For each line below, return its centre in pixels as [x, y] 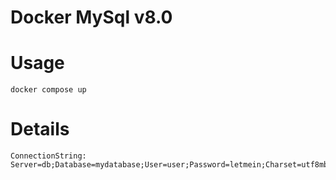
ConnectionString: [48, 156]
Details [40, 129]
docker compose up [48, 90]
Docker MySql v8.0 [91, 17]
